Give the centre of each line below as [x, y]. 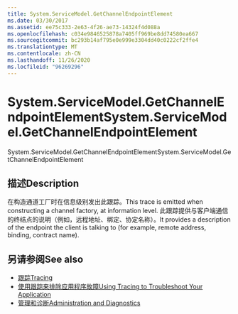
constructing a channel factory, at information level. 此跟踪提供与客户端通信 [118, 211]
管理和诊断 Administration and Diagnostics [79, 303]
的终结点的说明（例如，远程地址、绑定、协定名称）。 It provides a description [119, 220]
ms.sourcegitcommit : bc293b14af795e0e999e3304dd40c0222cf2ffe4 [103, 40]
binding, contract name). [43, 235]
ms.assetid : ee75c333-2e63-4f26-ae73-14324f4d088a [84, 27]
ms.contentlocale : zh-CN [44, 54]
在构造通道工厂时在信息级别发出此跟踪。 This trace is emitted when [106, 202]
